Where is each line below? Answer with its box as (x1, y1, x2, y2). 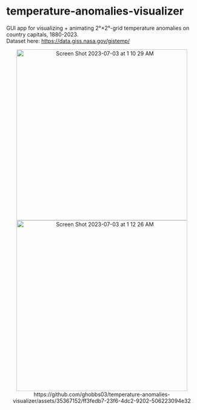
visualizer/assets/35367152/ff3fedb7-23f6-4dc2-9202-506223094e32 (13, 397, 191, 405)
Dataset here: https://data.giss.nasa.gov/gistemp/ (6, 37, 130, 44)
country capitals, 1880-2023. (6, 30, 79, 38)
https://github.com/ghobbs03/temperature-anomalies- (33, 391, 170, 398)
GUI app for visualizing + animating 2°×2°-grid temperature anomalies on (6, 24, 190, 32)
